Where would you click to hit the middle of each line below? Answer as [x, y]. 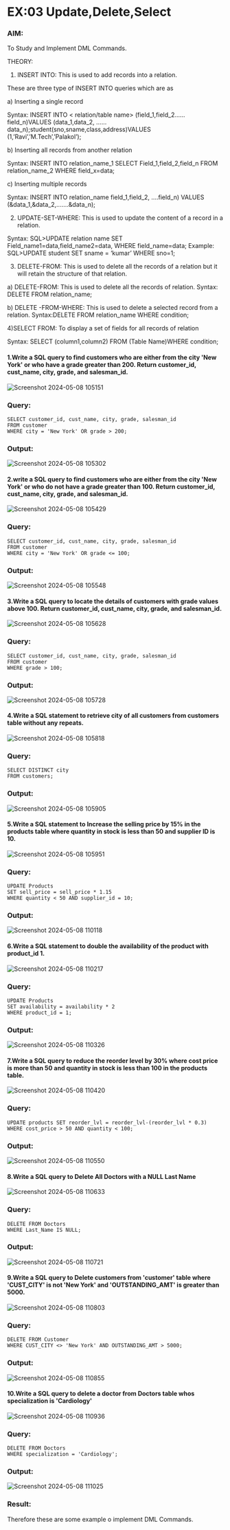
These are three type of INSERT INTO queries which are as [90, 88]
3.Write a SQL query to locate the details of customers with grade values [113, 601]
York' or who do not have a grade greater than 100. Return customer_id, [111, 486]
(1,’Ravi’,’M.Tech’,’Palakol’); [44, 137]
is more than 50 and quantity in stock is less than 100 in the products [107, 1068]
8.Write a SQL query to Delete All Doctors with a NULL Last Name [102, 1176]
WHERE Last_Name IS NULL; [44, 1230]
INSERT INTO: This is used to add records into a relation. [97, 75]
